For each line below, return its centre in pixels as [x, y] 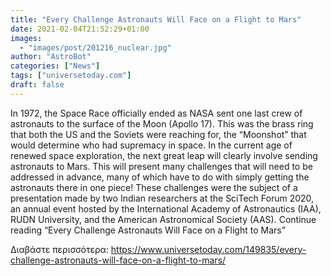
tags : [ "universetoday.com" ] [71, 76]
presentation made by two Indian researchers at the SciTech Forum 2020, [162, 198]
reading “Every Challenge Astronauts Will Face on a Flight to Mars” [148, 230]
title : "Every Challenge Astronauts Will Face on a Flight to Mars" [156, 19]
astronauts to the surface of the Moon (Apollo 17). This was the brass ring [162, 123]
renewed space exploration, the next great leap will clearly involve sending [164, 155]
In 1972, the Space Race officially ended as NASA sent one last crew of [156, 113]
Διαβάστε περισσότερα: [59, 249]
